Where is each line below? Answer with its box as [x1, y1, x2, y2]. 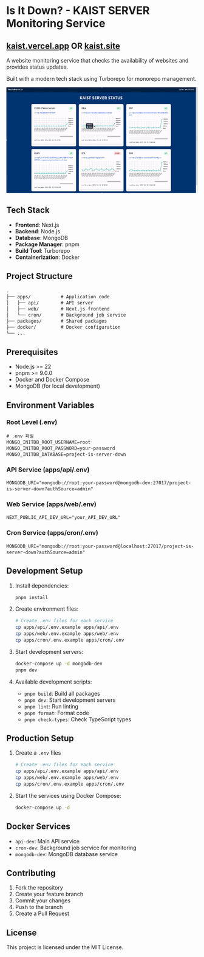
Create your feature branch [15, 891, 84, 898]
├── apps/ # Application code [6, 294, 110, 300]
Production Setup [6, 733, 74, 744]
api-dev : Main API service [15, 837, 80, 845]
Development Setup [6, 566, 83, 576]
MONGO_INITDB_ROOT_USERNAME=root [6, 439, 91, 445]
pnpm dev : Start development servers [24, 696, 116, 704]
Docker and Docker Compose [15, 376, 90, 383]
